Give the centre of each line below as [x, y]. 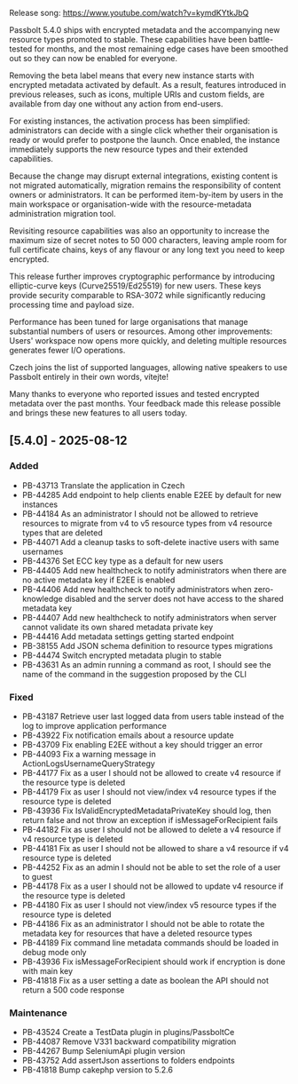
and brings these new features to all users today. [98, 413]
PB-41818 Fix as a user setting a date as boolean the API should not [145, 980]
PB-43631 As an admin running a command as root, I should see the [147, 664]
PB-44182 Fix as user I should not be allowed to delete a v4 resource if [152, 829]
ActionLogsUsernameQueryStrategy [88, 764]
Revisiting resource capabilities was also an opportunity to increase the [140, 231]
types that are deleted [63, 533]
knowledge [43, 598]
